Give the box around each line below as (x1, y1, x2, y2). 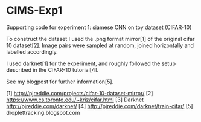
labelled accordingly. (6, 48, 59, 55)
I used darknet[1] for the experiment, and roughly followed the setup (6, 60, 176, 67)
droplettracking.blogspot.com (6, 109, 80, 116)
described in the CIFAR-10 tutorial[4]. (6, 66, 99, 73)
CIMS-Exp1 (6, 4, 63, 18)
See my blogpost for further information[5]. (6, 78, 114, 85)
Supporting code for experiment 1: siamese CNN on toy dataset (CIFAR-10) (6, 24, 192, 31)
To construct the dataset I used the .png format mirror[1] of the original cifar (6, 35, 195, 42)
